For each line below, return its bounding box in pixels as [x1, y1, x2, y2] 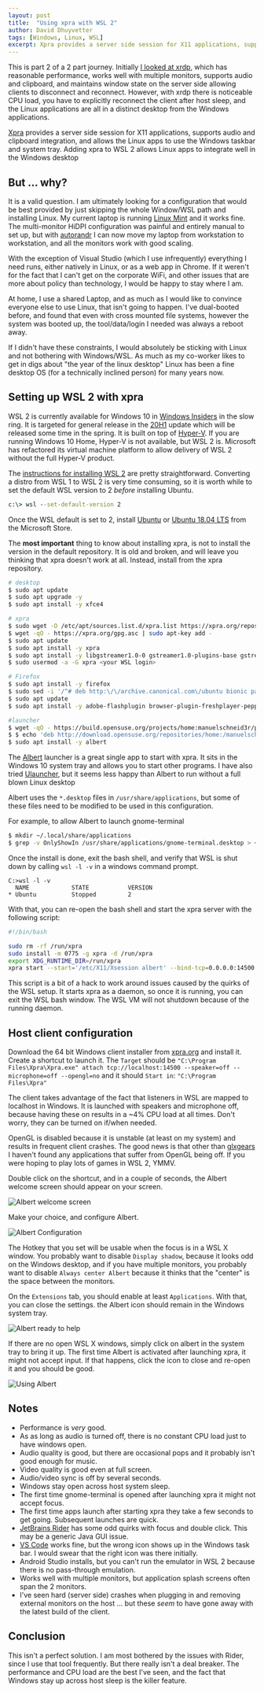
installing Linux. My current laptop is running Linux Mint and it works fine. [8, 213, 246, 223]
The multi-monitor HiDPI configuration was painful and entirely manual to [8, 221, 245, 231]
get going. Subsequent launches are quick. [19, 1514, 159, 1524]
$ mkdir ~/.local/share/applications [8, 832, 132, 840]
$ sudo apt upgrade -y [8, 593, 82, 601]
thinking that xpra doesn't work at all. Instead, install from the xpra [8, 555, 223, 564]
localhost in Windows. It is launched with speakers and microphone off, [8, 1101, 239, 1111]
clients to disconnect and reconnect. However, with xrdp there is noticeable [8, 87, 253, 97]
